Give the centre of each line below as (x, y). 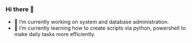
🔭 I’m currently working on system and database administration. (91, 22)
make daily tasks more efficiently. (54, 34)
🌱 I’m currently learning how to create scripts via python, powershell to (100, 28)
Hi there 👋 (20, 9)
